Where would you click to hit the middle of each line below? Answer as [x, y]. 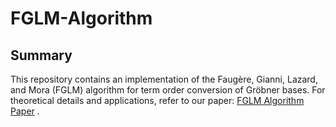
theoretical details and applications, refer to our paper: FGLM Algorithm [157, 100]
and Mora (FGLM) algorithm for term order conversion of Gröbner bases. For [168, 90]
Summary [41, 55]
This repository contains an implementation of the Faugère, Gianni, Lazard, [164, 79]
